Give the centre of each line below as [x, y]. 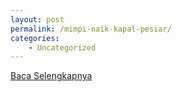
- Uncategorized [62, 47]
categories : [35, 38]
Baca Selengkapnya [51, 76]
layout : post [37, 19]
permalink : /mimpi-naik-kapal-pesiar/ [91, 29]
